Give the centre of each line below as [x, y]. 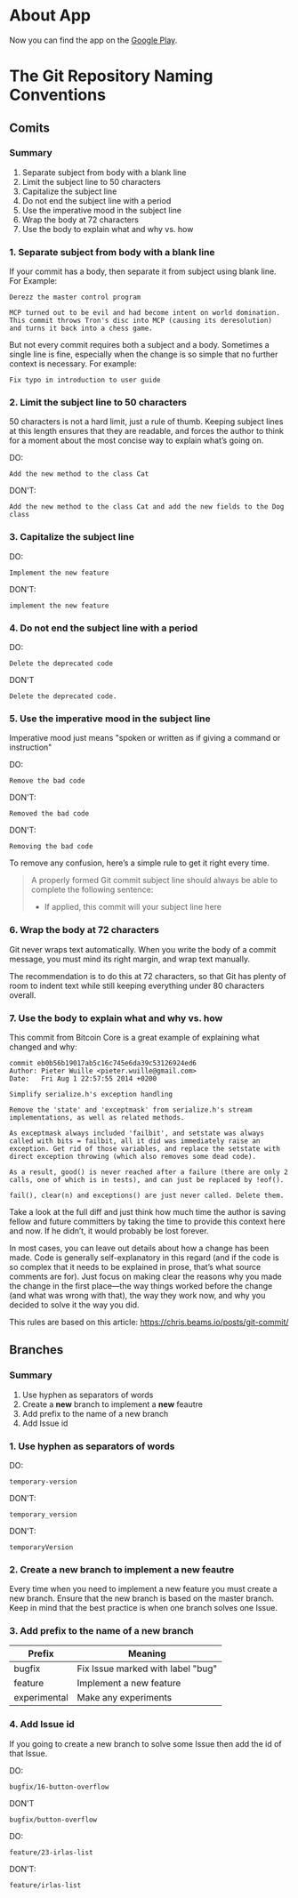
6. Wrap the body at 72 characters [85, 930]
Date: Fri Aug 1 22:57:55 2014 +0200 [83, 1078]
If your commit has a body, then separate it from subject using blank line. [143, 271]
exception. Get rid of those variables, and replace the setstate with [145, 1148]
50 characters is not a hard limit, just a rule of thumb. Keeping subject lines [146, 422]
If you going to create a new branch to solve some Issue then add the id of [145, 1743]
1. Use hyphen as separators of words [92, 1446]
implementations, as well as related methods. [97, 1117]
